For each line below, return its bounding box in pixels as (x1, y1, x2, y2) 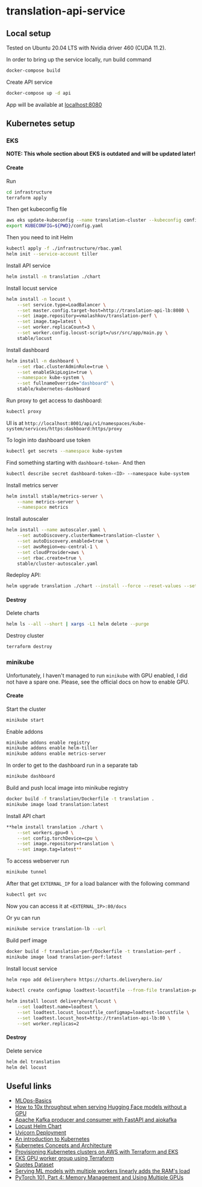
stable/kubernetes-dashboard (17, 386, 90, 392)
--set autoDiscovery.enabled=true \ (17, 538, 109, 544)
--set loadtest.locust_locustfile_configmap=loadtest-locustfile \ (17, 1010, 189, 1016)
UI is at (6, 419, 24, 426)
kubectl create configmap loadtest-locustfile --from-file (6, 987, 158, 993)
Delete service (6, 1047, 42, 1054)
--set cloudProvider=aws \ (17, 549, 85, 555)
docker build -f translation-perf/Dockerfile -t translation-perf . (6, 948, 182, 954)
